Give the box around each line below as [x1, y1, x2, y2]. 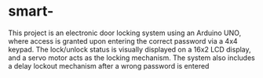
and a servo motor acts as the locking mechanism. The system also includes [8, 53, 255, 62]
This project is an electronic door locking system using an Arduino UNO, [8, 28, 242, 37]
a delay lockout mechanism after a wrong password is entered [8, 61, 210, 70]
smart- [8, 2, 54, 20]
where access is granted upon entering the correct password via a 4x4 [8, 36, 238, 45]
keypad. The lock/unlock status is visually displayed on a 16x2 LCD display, [8, 44, 251, 54]
